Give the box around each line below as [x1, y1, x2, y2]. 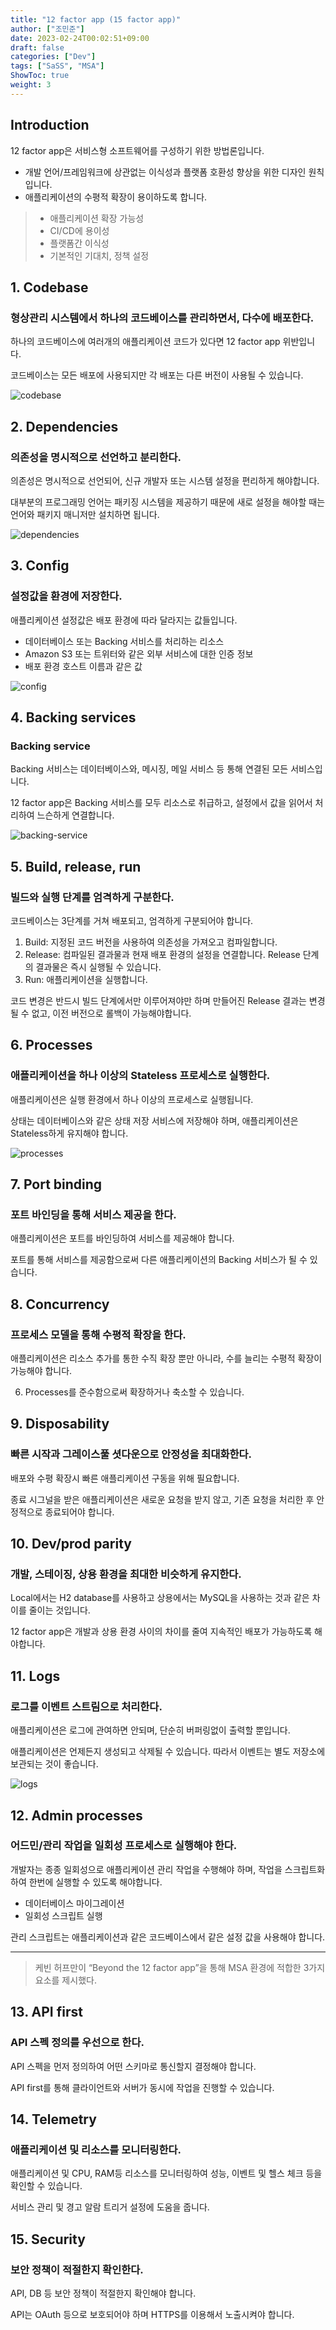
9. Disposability [10, 1416, 110, 1433]
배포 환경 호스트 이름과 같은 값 [24, 660, 143, 672]
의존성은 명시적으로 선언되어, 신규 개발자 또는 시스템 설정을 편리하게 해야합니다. [10, 474, 320, 486]
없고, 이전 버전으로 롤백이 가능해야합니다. [31, 1007, 192, 1019]
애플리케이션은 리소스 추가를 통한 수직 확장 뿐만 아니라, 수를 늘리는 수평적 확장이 [10, 1352, 323, 1365]
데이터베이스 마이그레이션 [24, 1897, 125, 1909]
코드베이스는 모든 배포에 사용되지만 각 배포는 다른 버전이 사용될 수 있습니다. [10, 369, 304, 381]
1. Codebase [10, 279, 89, 296]
